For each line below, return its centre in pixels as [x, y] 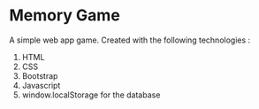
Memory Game [65, 16]
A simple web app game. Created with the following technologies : [130, 40]
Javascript [41, 85]
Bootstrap [40, 75]
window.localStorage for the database [91, 95]
